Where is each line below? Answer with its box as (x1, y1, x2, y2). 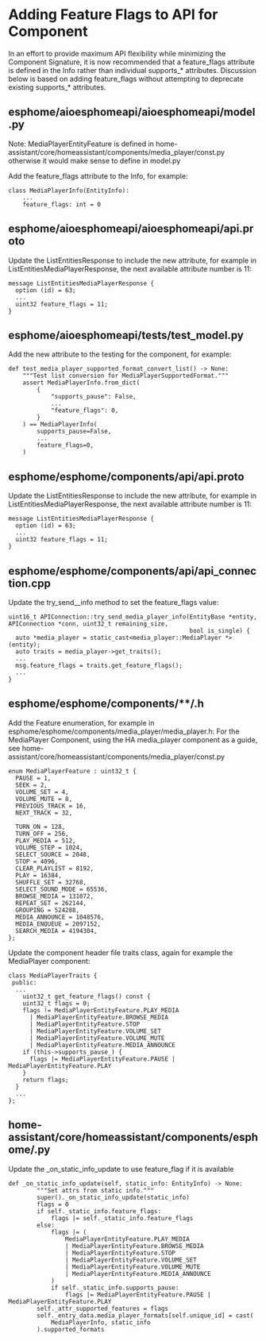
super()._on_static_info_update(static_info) (37, 1193, 191, 1201)
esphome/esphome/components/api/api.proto (8, 470, 245, 484)
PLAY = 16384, (15, 871, 62, 879)
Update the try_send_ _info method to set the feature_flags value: (8, 598, 219, 607)
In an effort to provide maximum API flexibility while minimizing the (8, 48, 226, 58)
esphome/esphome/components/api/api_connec (8, 564, 256, 577)
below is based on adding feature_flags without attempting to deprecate (8, 74, 244, 83)
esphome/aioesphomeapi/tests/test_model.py (8, 328, 245, 342)
